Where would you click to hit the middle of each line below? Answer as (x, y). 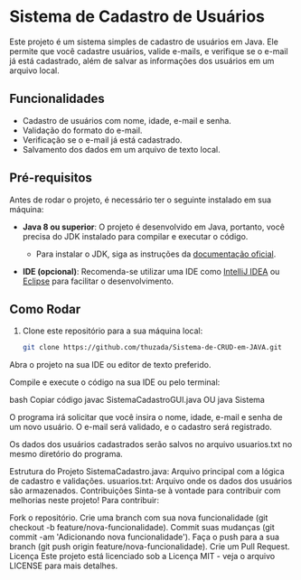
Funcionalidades (57, 99)
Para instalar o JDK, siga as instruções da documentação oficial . (156, 254)
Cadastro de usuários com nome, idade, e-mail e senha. (127, 120)
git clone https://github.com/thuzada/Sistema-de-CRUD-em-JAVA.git (152, 348)
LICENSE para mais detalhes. (64, 566)
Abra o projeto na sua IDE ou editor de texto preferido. (110, 365)
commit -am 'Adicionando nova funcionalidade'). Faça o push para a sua (145, 537)
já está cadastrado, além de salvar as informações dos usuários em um (142, 61)
